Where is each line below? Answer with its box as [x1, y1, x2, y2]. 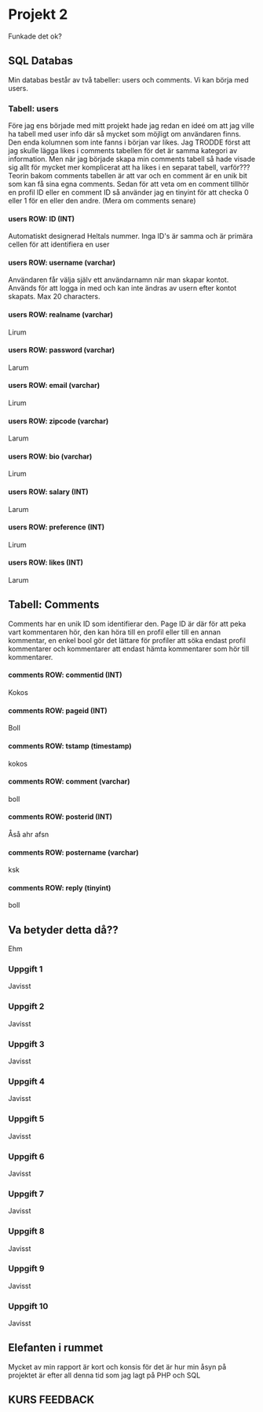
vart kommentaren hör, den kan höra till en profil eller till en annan [8, 627, 221, 637]
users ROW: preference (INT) [8, 522, 105, 532]
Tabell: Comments [8, 598, 100, 612]
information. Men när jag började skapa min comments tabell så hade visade [8, 155, 256, 164]
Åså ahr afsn [8, 829, 49, 839]
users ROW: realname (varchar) [8, 310, 114, 320]
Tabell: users [8, 103, 59, 114]
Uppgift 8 [8, 1226, 45, 1237]
